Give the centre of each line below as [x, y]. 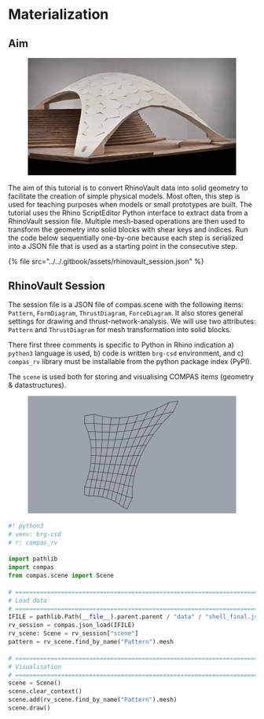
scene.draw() [29, 708]
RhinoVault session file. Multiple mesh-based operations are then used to [126, 221]
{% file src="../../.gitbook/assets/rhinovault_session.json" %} [106, 261]
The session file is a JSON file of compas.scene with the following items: [126, 305]
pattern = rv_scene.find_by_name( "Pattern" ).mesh [91, 642]
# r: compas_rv [33, 542]
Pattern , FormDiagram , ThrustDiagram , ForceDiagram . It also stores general [126, 313]
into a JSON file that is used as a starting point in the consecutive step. [123, 246]
